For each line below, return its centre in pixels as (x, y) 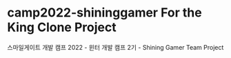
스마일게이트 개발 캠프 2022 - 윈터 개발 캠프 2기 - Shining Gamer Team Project (115, 47)
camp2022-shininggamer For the (104, 13)
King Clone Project (62, 27)
